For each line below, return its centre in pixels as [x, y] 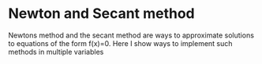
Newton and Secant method [101, 14]
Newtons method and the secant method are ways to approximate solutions [131, 35]
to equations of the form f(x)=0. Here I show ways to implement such [120, 43]
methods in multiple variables [56, 52]
